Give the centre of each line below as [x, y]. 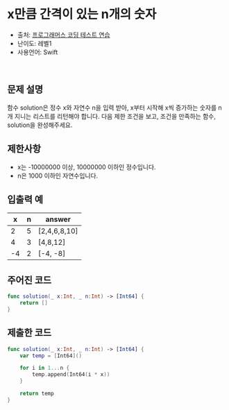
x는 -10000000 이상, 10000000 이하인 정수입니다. [86, 166]
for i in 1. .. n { [45, 368]
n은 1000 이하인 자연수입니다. [58, 176]
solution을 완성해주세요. [40, 125]
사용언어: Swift [37, 52]
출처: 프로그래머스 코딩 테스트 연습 [63, 35]
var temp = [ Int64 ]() [51, 356]
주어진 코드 [29, 280]
